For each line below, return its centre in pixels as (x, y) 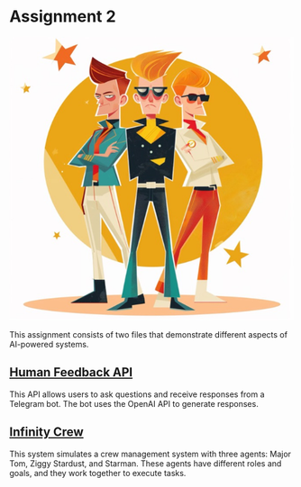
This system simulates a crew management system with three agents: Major (150, 454)
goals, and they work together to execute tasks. (98, 473)
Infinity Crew (46, 433)
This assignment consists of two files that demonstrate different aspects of (149, 334)
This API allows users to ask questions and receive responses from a (137, 394)
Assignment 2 (63, 17)
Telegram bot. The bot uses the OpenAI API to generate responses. (134, 403)
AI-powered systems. (49, 344)
